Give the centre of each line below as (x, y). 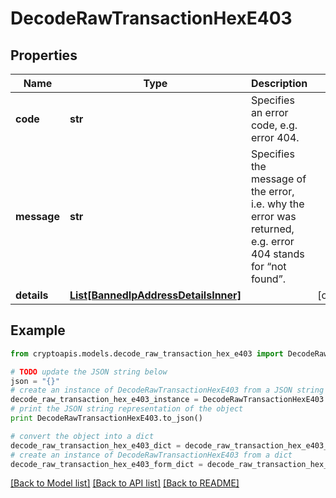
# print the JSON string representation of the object (127, 409)
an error (269, 112)
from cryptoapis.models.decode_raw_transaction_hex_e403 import (147, 353)
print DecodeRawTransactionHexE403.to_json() (106, 418)
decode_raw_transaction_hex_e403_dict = (96, 445)
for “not (268, 266)
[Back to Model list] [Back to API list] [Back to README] (125, 483)
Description (279, 83)
